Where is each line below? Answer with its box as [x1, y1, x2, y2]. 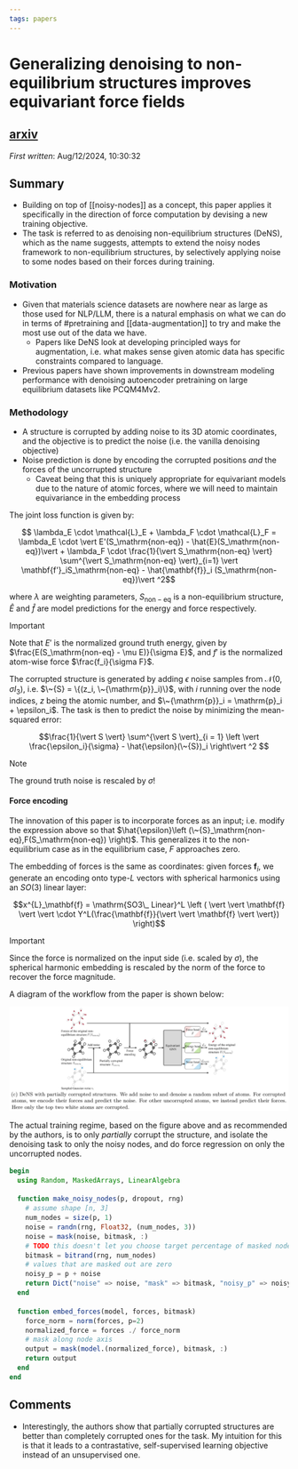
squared [9, 714, 40, 725]
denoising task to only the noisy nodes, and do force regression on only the [9, 1138, 286, 1149]
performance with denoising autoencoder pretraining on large [21, 374, 248, 385]
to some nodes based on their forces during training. [21, 256, 216, 267]
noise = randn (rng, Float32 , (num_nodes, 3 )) [25, 1223, 197, 1232]
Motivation [9, 278, 58, 291]
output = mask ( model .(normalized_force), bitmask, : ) [25, 1345, 228, 1353]
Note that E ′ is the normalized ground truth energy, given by [9, 637, 228, 648]
